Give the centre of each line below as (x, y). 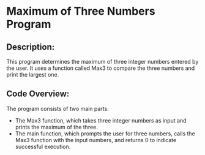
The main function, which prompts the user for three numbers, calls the (105, 134)
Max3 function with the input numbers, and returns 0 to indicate (96, 140)
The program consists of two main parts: (58, 108)
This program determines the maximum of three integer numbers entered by (102, 62)
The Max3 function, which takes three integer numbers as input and (101, 120)
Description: (31, 47)
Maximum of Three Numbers (81, 11)
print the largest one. (33, 74)
